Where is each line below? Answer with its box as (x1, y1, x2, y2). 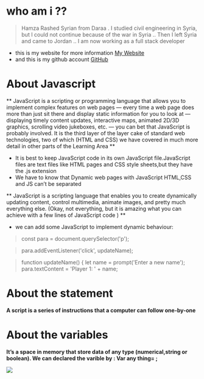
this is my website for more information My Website (15, 49, 145, 56)
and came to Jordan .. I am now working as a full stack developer (21, 37, 185, 44)
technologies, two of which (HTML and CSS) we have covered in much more (6, 136, 199, 143)
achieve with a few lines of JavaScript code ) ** (6, 211, 126, 219)
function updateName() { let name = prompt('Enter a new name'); (21, 258, 186, 266)
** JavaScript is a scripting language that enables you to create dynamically (6, 192, 197, 199)
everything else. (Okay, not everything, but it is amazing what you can (6, 205, 181, 212)
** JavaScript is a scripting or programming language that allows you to (6, 97, 186, 104)
